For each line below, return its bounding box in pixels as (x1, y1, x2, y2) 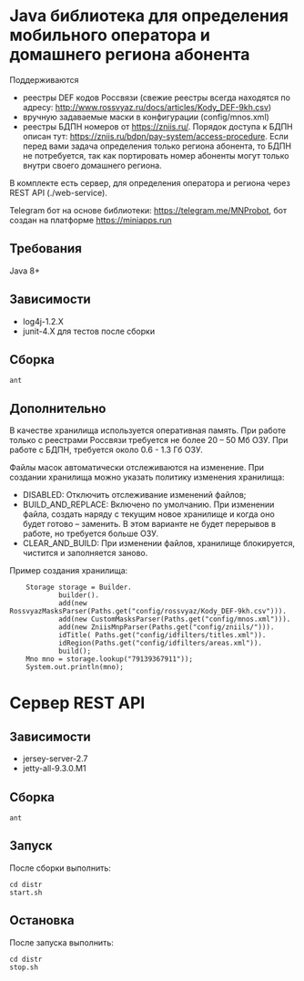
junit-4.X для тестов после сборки (22, 325, 156, 336)
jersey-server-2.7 (22, 753, 88, 764)
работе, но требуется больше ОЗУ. (22, 528, 159, 539)
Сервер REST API (9, 693, 146, 714)
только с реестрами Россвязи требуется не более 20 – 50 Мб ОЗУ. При (9, 435, 289, 446)
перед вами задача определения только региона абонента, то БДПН (22, 140, 292, 151)
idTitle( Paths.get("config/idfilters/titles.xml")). (57, 631, 267, 640)
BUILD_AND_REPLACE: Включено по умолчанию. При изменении (22, 499, 275, 511)
